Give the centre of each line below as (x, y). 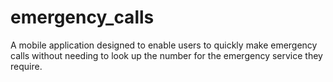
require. (26, 66)
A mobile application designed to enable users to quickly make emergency (164, 45)
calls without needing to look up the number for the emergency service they (166, 55)
